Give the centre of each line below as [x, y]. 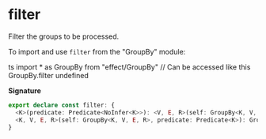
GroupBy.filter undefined [49, 75]
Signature [25, 90]
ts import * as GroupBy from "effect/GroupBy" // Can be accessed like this [129, 67]
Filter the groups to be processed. [64, 36]
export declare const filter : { [61, 105]
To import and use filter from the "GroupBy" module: [97, 51]
